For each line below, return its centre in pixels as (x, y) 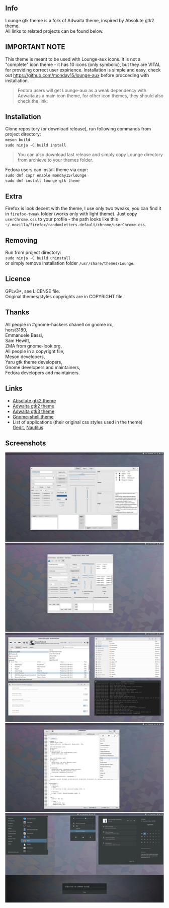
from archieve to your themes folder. (55, 160)
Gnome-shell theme (33, 416)
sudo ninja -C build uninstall (38, 258)
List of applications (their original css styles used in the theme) (77, 422)
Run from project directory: (33, 253)
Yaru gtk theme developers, (34, 362)
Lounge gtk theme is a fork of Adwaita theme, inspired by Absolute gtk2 (80, 20)
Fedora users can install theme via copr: (47, 170)
